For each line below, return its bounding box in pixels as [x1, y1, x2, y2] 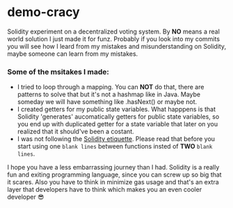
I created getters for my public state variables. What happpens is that [17, 105, 216, 114]
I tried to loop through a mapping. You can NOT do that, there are [17, 83, 204, 91]
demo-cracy [7, 4, 80, 20]
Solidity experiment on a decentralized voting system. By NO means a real [7, 27, 220, 36]
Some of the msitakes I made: [7, 67, 109, 77]
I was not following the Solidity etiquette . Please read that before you [17, 135, 216, 143]
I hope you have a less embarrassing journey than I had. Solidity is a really [7, 163, 220, 172]
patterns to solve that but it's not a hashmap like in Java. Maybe [17, 90, 200, 98]
